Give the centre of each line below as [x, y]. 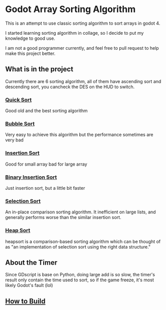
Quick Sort [19, 100]
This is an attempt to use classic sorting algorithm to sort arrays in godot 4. [83, 23]
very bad [15, 140]
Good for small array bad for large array [46, 164]
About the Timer [31, 262]
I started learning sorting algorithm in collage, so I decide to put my [74, 33]
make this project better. [30, 53]
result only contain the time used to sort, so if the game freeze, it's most [80, 280]
